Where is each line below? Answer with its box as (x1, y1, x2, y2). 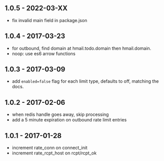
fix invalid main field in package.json (12, 17, 87, 23)
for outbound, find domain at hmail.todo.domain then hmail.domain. (12, 45, 151, 51)
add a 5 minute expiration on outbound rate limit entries (12, 117, 127, 123)
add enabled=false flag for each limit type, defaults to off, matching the (12, 78, 159, 84)
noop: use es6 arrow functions (12, 50, 76, 57)
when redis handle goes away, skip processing (12, 111, 109, 117)
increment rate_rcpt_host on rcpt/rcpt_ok (12, 150, 97, 156)
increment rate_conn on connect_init (12, 145, 88, 151)
